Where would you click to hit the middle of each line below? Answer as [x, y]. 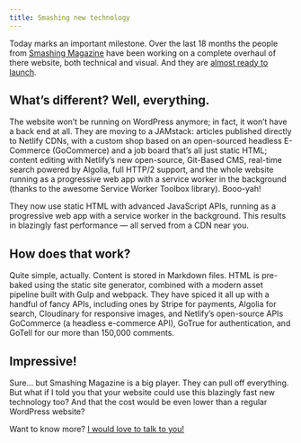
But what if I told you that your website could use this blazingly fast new [142, 393]
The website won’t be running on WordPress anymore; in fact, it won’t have [148, 122]
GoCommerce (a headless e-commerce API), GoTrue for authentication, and [150, 323]
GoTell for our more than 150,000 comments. [92, 333]
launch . [23, 72]
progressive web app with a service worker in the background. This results [148, 216]
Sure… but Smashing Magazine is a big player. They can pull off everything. [149, 383]
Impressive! [43, 361]
